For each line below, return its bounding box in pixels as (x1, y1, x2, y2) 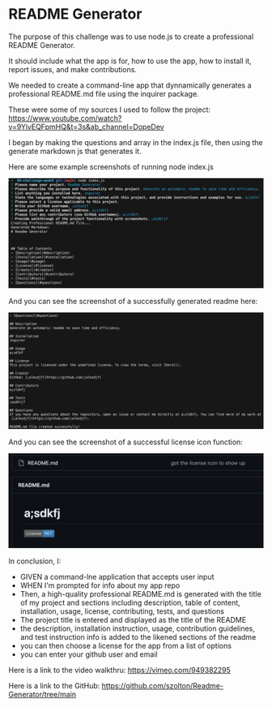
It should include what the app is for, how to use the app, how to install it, (8, 56, 253, 66)
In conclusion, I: (8, 556, 62, 566)
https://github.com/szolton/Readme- (101, 681, 224, 691)
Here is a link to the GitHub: (8, 681, 100, 691)
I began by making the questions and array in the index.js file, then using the (8, 137, 263, 147)
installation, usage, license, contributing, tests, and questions (19, 606, 225, 616)
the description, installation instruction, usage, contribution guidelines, (19, 623, 255, 633)
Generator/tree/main (8, 690, 77, 700)
